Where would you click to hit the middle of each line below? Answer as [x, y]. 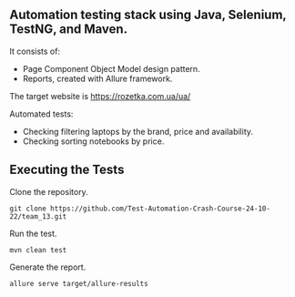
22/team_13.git [38, 216]
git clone [28, 209]
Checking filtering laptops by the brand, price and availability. [137, 131]
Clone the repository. [49, 191]
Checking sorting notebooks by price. [93, 141]
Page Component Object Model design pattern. [111, 68]
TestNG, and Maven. [69, 30]
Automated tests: [41, 114]
